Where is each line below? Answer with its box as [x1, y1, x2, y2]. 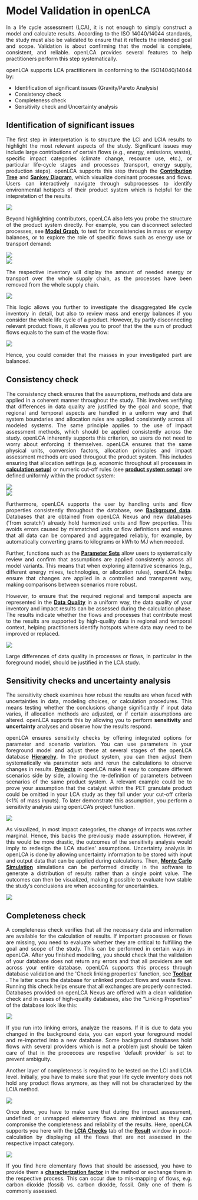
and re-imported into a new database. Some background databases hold [6, 1037, 192, 1044]
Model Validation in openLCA [6, 4, 151, 18]
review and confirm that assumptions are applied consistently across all [6, 555, 192, 562]
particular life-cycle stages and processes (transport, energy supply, [6, 161, 192, 168]
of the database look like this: [6, 1001, 78, 1009]
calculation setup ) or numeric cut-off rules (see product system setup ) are [6, 466, 193, 473]
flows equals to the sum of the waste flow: [6, 329, 109, 336]
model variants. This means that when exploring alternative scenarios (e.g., [6, 562, 192, 569]
